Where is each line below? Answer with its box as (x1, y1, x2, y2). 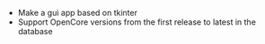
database (17, 26, 53, 36)
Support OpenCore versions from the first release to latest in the (17, 17, 256, 27)
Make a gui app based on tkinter (17, 8, 137, 18)
